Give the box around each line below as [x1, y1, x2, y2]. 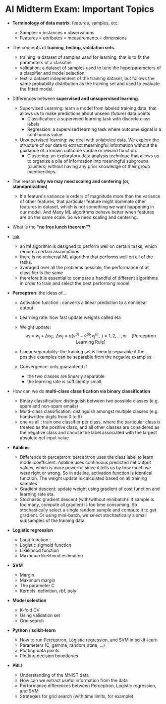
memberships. [27, 168, 57, 175]
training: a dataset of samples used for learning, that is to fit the [19, 54, 150, 60]
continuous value [27, 131, 63, 137]
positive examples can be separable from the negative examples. [19, 354, 153, 360]
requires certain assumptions [19, 248, 80, 254]
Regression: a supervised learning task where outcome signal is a [27, 126, 162, 132]
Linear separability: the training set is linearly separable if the [19, 349, 145, 355]
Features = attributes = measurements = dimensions [19, 35, 127, 41]
